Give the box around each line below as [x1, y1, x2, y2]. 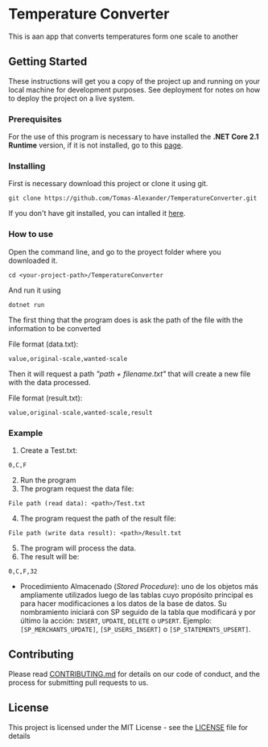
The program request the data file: [19, 483, 134, 493]
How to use [8, 229, 54, 240]
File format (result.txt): [8, 392, 83, 403]
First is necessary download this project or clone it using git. [8, 179, 208, 189]
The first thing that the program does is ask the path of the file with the [8, 315, 243, 325]
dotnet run [8, 301, 45, 309]
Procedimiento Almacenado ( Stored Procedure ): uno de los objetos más [19, 581, 259, 591]
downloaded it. [8, 255, 58, 265]
